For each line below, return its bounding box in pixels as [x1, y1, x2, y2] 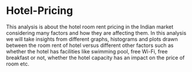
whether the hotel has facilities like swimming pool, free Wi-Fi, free [6, 48, 168, 55]
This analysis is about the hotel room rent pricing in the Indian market [6, 23, 174, 30]
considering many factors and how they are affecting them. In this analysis [6, 29, 187, 36]
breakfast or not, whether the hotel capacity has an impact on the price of [6, 54, 185, 61]
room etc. [6, 60, 29, 67]
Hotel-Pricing [6, 4, 73, 17]
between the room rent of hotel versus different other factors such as [6, 42, 174, 49]
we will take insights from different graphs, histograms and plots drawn [6, 35, 178, 42]
